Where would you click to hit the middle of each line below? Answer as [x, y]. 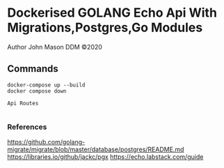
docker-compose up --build [46, 85]
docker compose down [37, 91]
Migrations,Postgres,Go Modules [105, 28]
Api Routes [23, 103]
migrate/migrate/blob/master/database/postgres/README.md [96, 150]
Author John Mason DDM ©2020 [55, 47]
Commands [33, 69]
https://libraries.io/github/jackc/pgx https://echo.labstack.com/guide [105, 157]
